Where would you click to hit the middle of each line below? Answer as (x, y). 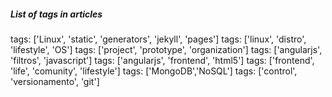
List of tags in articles (56, 14)
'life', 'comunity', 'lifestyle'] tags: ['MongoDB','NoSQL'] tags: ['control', (154, 71)
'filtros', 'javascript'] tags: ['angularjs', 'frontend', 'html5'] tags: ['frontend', (162, 60)
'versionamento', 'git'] (55, 81)
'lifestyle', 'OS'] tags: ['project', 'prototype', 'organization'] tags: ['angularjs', (166, 49)
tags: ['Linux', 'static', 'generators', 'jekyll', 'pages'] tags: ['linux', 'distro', (158, 39)
